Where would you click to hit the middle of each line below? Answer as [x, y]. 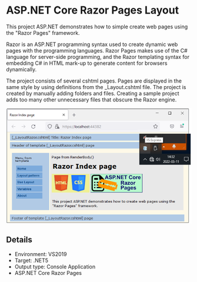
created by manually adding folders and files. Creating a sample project [93, 93]
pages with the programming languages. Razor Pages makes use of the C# [97, 50]
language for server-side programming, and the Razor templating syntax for [98, 57]
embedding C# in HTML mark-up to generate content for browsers [87, 63]
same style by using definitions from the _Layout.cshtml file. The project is [96, 87]
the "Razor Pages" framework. [43, 32]
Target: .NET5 [31, 260]
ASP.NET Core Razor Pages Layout [93, 10]
